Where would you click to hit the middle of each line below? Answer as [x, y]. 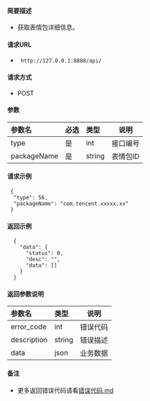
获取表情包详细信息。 [48, 27]
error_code [29, 327]
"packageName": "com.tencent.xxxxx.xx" [71, 204]
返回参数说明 [25, 294]
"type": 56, [31, 198]
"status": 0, [44, 254]
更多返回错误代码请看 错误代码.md [65, 390]
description [29, 340]
